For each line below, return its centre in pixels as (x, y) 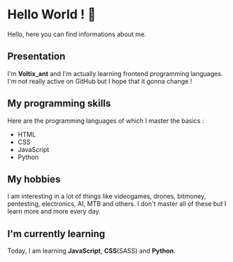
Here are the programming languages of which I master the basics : (106, 121)
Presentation (36, 56)
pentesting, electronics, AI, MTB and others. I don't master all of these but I (117, 204)
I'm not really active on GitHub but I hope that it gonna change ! (100, 81)
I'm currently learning (56, 234)
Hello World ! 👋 (52, 15)
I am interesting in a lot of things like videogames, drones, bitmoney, (107, 196)
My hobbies (34, 179)
